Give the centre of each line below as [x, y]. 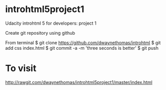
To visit [21, 68]
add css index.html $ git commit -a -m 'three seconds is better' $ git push [82, 48]
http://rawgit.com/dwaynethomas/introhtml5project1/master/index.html [79, 82]
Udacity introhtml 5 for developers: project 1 [51, 23]
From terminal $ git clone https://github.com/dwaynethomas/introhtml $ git [83, 42]
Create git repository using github [40, 33]
